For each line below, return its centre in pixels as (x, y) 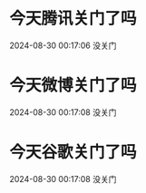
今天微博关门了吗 (73, 86)
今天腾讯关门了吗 (73, 19)
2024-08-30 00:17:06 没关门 (63, 45)
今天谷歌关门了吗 (73, 153)
